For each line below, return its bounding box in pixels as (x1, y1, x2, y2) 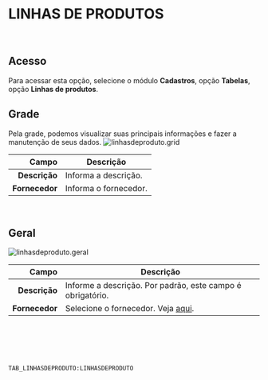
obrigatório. (65, 290, 109, 301)
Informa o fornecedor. (65, 182, 148, 194)
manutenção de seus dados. (8, 137, 102, 146)
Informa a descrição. (65, 170, 143, 181)
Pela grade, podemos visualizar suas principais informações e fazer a (8, 129, 237, 138)
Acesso (8, 54, 47, 68)
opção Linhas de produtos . (8, 84, 98, 94)
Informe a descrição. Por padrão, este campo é (65, 280, 242, 291)
